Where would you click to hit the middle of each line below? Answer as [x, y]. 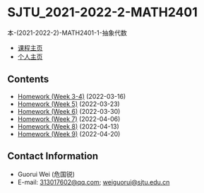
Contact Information [53, 156]
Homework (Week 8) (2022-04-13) [68, 126]
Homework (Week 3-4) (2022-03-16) [72, 96]
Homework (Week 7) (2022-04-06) [69, 119]
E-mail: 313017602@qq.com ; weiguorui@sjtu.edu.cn [94, 182]
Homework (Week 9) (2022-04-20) [69, 134]
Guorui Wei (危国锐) [46, 174]
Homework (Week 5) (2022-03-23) [68, 104]
